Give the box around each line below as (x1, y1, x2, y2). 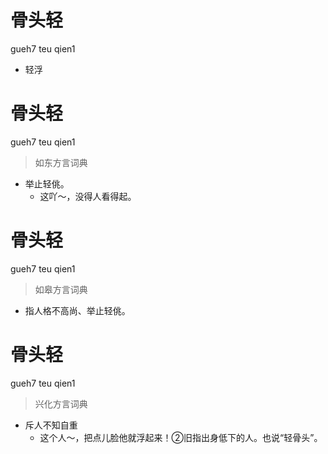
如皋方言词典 (34, 283, 88, 295)
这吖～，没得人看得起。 (39, 190, 137, 202)
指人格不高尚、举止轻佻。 (24, 304, 131, 316)
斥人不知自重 (24, 419, 78, 431)
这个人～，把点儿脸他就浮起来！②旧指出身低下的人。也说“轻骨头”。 (39, 431, 323, 443)
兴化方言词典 (34, 397, 88, 410)
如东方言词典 (34, 156, 88, 168)
